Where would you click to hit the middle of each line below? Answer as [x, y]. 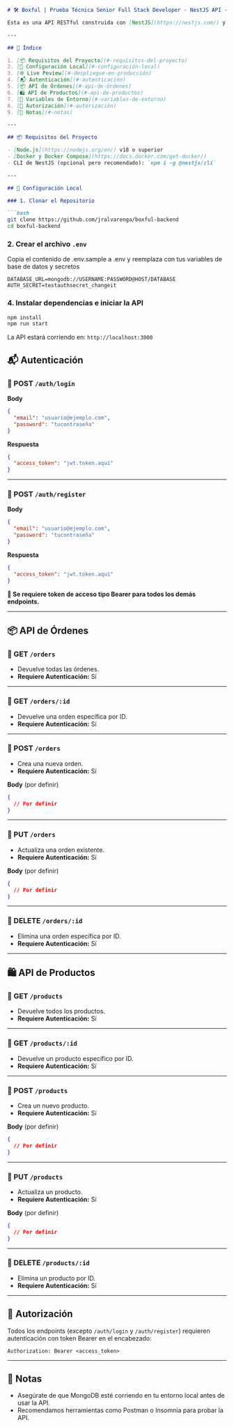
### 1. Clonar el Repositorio [51, 201]
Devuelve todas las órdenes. [58, 669]
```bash [18, 213]
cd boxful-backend [34, 227]
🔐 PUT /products [35, 1177]
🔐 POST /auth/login [41, 383]
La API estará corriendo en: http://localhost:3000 [80, 337]
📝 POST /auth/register [47, 494]
